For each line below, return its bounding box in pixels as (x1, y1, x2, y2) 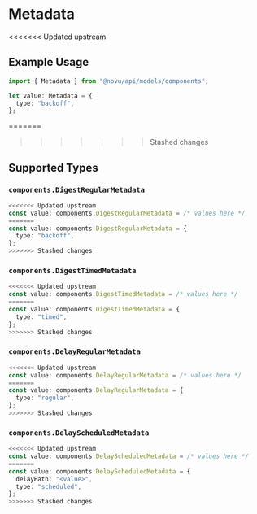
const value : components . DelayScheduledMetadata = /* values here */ (8, 452, 250, 460)
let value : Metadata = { (8, 91, 93, 100)
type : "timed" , (15, 312, 68, 321)
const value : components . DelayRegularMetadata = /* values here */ (8, 371, 242, 379)
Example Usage (8, 55, 89, 69)
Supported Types (8, 160, 99, 175)
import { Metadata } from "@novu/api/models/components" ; (8, 76, 209, 85)
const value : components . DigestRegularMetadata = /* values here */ (8, 209, 246, 217)
